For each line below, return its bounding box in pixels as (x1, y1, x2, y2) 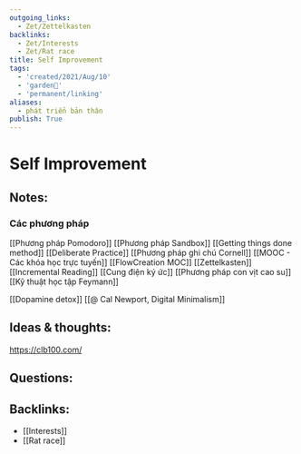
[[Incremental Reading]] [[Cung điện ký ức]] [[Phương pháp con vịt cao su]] (9, 267, 292, 277)
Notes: (9, 190, 48, 205)
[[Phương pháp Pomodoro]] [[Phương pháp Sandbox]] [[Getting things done (9, 238, 293, 248)
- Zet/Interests (17, 38, 79, 48)
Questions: (9, 370, 73, 386)
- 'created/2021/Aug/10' (17, 73, 112, 82)
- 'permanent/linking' (17, 89, 103, 98)
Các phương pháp (9, 217, 90, 230)
